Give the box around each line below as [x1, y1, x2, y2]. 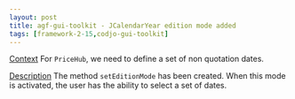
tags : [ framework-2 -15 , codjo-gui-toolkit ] [9, 29, 169, 38]
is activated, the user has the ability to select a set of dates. [9, 80, 227, 91]
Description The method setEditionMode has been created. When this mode [9, 71, 286, 81]
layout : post [9, 12, 58, 22]
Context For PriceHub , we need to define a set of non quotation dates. [9, 54, 265, 65]
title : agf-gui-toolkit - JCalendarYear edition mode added [9, 21, 237, 30]
